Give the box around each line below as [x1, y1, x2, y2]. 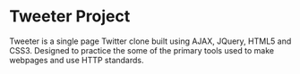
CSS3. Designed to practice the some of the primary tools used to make [9, 45, 275, 55]
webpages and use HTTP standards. [9, 54, 144, 65]
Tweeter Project [9, 6, 131, 27]
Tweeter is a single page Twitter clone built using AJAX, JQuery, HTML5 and [9, 36, 292, 46]
